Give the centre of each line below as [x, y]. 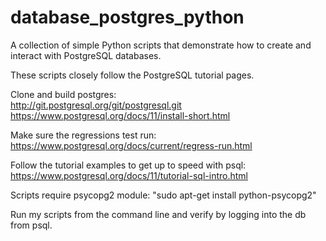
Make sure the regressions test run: [83, 135]
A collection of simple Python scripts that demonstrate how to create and [161, 45]
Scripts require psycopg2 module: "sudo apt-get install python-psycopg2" [163, 195]
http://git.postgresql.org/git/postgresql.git [96, 105]
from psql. [31, 225]
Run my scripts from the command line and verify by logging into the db [158, 214]
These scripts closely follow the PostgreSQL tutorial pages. [132, 75]
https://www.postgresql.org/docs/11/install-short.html [120, 115]
